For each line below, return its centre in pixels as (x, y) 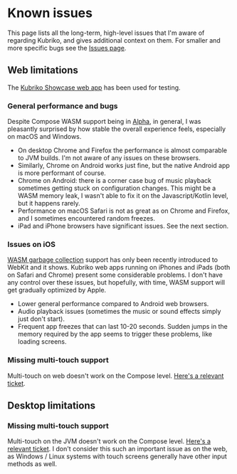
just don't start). (41, 319)
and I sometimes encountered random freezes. (86, 218)
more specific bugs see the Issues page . (67, 48)
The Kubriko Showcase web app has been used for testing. (94, 88)
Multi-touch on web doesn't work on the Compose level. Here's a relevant (116, 376)
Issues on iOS (31, 244)
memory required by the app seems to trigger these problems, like (115, 334)
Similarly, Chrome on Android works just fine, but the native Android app (123, 166)
